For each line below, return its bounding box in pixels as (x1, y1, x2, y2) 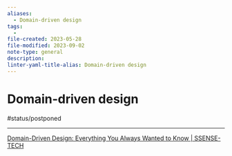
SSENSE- (194, 134, 221, 142)
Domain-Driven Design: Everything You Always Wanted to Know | (7, 134, 193, 142)
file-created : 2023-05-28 (7, 36, 81, 43)
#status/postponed (7, 114, 61, 122)
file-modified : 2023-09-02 (7, 42, 85, 49)
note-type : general (7, 49, 64, 56)
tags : (7, 23, 23, 30)
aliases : (7, 10, 32, 17)
